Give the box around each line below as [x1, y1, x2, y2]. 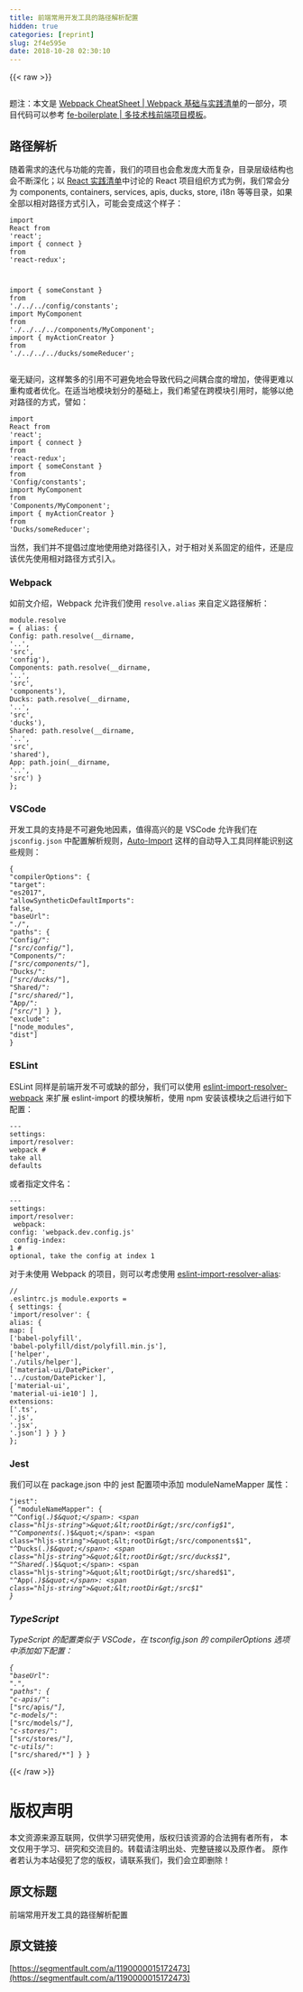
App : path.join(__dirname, [9, 758, 111, 767]
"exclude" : [9, 1015, 50, 1024]
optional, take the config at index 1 [9, 1251, 155, 1260]
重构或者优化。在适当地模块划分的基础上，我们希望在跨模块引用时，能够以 [9, 385, 286, 395]
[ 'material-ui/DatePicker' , [9, 1365, 115, 1375]
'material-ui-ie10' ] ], [9, 1389, 99, 1398]
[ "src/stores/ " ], [9, 1735, 75, 1744]
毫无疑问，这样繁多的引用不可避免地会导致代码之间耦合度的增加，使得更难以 [9, 374, 294, 385]
